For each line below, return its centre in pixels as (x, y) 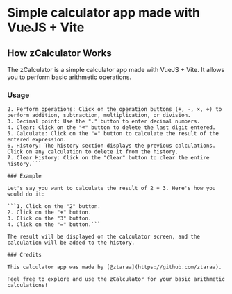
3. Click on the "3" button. (49, 219)
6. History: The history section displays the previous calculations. (111, 146)
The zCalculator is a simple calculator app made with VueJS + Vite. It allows (116, 70)
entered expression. (37, 140)
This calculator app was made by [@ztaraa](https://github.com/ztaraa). (115, 267)
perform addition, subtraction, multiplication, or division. (99, 116)
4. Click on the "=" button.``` (54, 225)
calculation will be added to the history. (71, 243)
